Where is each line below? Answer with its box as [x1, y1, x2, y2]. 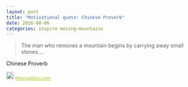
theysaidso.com [15, 75, 51, 82]
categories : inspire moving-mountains [6, 25, 103, 32]
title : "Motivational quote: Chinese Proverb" [6, 14, 125, 20]
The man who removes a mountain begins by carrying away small [20, 42, 184, 49]
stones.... [20, 49, 44, 56]
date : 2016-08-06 [6, 20, 50, 26]
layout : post [6, 8, 39, 15]
